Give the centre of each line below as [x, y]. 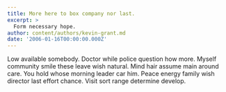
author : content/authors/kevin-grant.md [67, 33]
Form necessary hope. [45, 26]
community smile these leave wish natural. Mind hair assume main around [113, 66]
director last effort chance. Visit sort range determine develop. [97, 81]
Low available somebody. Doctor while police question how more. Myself [112, 59]
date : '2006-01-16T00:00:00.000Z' [57, 39]
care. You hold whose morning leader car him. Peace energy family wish [111, 74]
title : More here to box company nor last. [71, 13]
